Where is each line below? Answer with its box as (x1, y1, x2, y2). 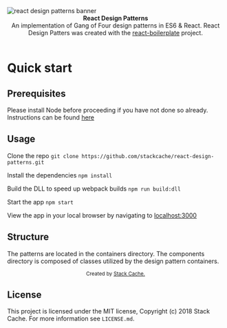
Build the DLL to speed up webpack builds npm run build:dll (7, 184, 181, 193)
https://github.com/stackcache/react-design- (81, 153, 215, 160)
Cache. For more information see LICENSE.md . (7, 314, 135, 323)
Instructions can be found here (7, 113, 95, 122)
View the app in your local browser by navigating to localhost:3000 (7, 211, 197, 220)
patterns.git (7, 159, 45, 166)
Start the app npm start (7, 197, 74, 206)
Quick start (7, 60, 72, 76)
